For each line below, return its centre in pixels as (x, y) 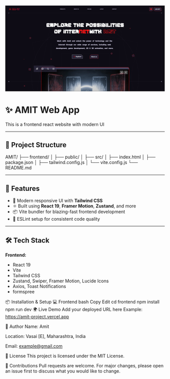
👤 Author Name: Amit (27, 326)
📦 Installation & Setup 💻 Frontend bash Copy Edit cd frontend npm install (82, 302)
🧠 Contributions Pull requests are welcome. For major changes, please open (84, 366)
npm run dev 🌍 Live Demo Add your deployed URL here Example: (74, 310)
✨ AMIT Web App (42, 110)
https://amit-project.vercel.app (37, 317)
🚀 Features (23, 188)
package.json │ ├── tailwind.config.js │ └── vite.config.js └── (72, 162)
